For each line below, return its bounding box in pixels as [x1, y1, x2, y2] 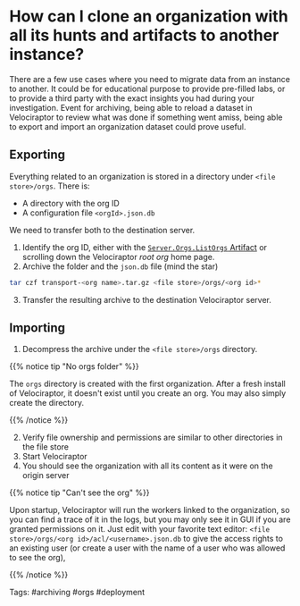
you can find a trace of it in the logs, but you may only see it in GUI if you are [9, 514, 291, 525]
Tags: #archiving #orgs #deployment [9, 587, 146, 598]
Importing [9, 320, 65, 336]
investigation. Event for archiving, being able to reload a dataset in [9, 102, 253, 113]
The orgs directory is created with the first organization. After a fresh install [9, 378, 286, 390]
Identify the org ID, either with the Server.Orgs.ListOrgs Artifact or [21, 241, 268, 252]
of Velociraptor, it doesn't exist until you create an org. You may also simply [9, 388, 287, 399]
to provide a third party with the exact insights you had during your [9, 92, 255, 104]
